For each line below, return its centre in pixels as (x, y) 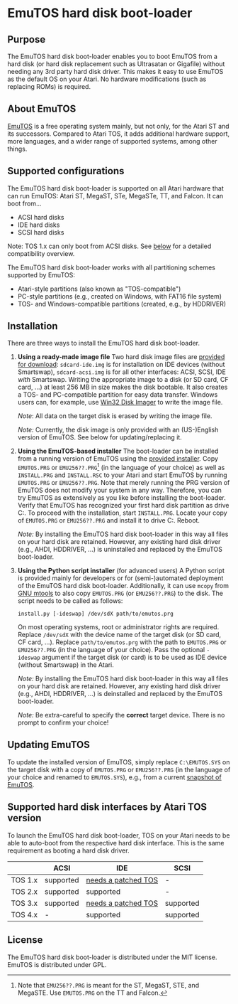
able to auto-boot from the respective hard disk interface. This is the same (116, 843)
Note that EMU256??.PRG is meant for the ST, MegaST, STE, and (108, 985)
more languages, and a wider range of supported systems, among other (112, 141)
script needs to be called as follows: (70, 601)
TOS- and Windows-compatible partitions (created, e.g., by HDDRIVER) (122, 304)
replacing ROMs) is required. (49, 86)
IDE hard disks (39, 225)
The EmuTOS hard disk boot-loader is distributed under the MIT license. (112, 957)
